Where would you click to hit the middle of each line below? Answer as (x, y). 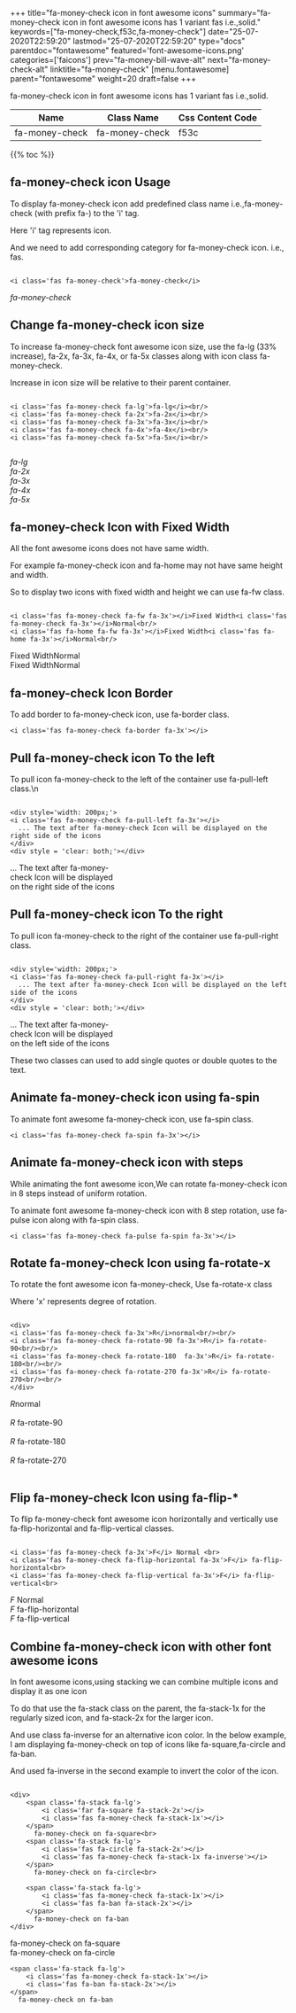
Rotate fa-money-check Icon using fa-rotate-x (140, 1263)
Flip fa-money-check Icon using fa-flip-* (125, 1498)
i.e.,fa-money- (257, 204)
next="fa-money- (239, 60)
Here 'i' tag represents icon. (61, 230)
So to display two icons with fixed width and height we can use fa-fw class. (148, 592)
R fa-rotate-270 (38, 1460)
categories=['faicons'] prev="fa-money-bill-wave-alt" (108, 60)
